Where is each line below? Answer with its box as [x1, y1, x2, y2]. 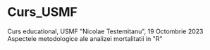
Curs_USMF [7, 4, 78, 20]
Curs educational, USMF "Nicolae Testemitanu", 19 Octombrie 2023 [7, 27, 204, 35]
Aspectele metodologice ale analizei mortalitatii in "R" [7, 34, 163, 42]
